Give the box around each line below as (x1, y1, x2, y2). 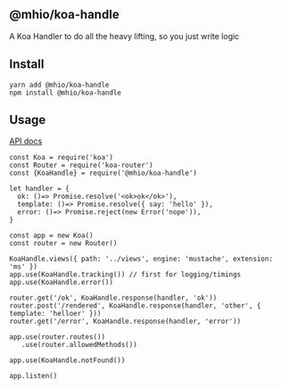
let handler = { (9, 185, 70, 194)
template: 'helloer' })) (9, 310, 102, 318)
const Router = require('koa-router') (9, 161, 153, 170)
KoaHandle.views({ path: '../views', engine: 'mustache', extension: (9, 254, 274, 264)
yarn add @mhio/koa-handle (9, 80, 110, 89)
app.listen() (9, 372, 58, 381)
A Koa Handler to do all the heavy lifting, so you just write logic (9, 30, 240, 41)
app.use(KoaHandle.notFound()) (9, 356, 126, 365)
